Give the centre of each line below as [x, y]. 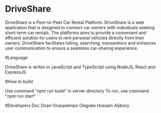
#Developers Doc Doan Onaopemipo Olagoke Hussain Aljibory [67, 105]
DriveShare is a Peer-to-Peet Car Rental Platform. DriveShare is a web [74, 22]
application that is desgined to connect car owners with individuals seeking [80, 27]
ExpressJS [16, 72]
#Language [16, 57]
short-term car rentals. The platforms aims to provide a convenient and [76, 32]
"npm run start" [21, 96]
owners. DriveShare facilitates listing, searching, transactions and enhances [80, 43]
